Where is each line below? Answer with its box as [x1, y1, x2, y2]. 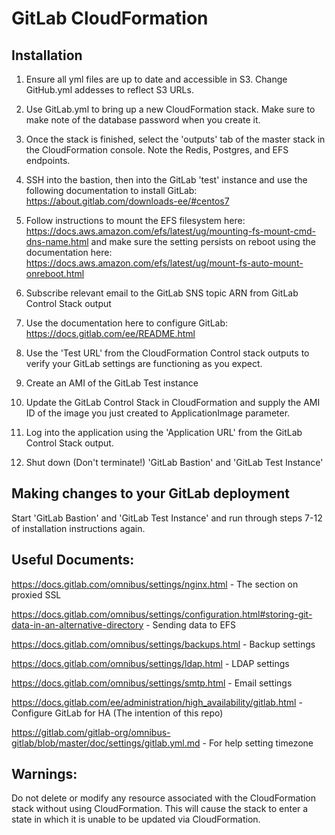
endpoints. [25, 155, 71, 166]
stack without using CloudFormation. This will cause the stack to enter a [11, 803, 309, 815]
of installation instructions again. [11, 522, 146, 534]
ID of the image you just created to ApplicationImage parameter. [25, 407, 291, 419]
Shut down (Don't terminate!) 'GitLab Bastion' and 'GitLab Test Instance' [25, 457, 324, 468]
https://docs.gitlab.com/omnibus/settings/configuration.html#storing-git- [11, 608, 313, 620]
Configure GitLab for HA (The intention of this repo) [11, 707, 224, 719]
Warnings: [11, 766, 78, 783]
